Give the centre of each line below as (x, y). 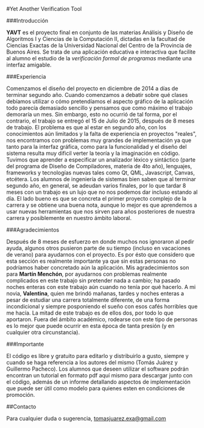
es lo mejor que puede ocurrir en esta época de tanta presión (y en (90, 326)
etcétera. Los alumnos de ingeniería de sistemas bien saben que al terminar (101, 179)
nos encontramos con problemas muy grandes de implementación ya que (99, 140)
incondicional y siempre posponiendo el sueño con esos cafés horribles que (102, 306)
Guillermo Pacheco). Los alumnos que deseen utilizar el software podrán (97, 369)
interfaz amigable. (29, 65)
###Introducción (27, 20)
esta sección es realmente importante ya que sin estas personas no (91, 261)
